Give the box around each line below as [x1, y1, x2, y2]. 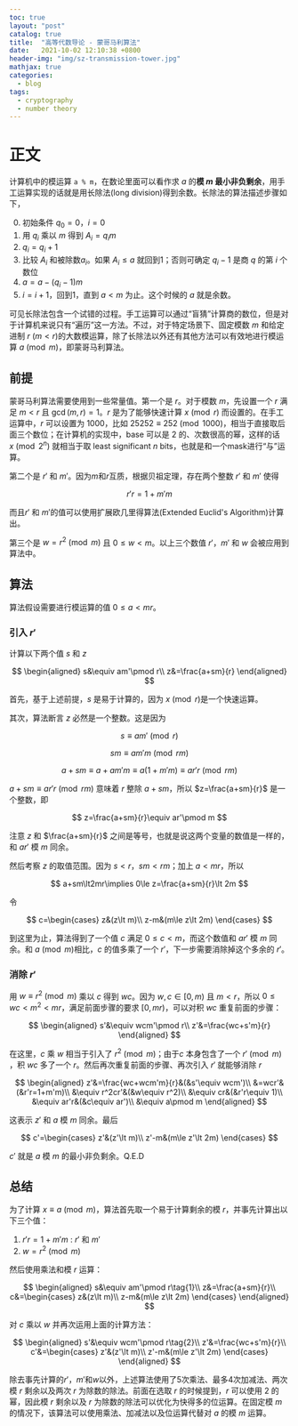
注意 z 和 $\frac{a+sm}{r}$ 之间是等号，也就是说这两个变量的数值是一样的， [9, 831, 289, 842]
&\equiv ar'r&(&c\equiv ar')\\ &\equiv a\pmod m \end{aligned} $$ [31, 1096, 268, 1107]
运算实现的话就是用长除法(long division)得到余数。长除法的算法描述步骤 [16, 188, 280, 198]
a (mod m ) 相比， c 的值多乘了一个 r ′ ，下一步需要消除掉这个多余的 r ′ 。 [34, 944, 290, 955]
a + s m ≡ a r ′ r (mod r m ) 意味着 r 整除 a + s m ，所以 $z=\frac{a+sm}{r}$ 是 [9, 784, 278, 794]
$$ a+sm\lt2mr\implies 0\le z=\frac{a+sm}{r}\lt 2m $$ [50, 878, 249, 890]
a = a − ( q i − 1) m [21, 277, 83, 290]
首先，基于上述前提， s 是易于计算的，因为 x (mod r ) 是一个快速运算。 [9, 694, 263, 705]
